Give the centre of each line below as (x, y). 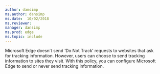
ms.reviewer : (18, 23)
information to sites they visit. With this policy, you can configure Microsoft (80, 61)
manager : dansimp (23, 28)
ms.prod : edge (20, 32)
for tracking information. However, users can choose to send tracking (75, 55)
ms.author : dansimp (25, 14)
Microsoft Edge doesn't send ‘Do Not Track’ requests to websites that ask (80, 50)
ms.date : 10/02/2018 (27, 18)
